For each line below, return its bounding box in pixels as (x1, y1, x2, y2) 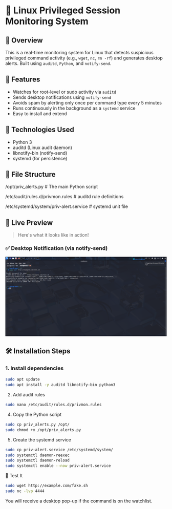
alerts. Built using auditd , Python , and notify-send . (5, 60, 112, 66)
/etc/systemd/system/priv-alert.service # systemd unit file (5, 203, 128, 209)
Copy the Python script (12, 411, 62, 417)
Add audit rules (12, 392, 45, 398)
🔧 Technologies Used (5, 125, 74, 134)
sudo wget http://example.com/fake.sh (5, 483, 88, 489)
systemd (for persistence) (12, 155, 68, 161)
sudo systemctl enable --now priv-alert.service (5, 463, 111, 469)
